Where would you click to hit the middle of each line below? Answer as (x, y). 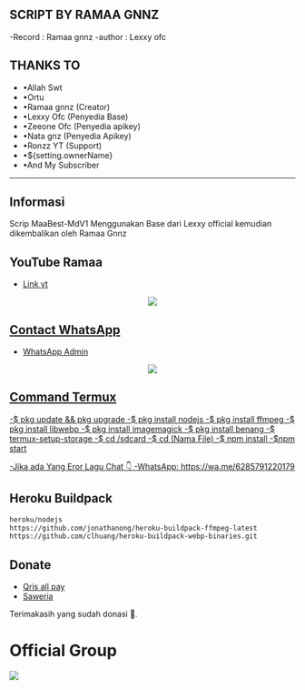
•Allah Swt (42, 87)
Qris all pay (44, 587)
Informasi (37, 203)
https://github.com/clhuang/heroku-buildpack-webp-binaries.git (133, 536)
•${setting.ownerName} (68, 155)
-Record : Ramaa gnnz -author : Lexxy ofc (88, 36)
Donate (30, 565)
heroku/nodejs (36, 519)
